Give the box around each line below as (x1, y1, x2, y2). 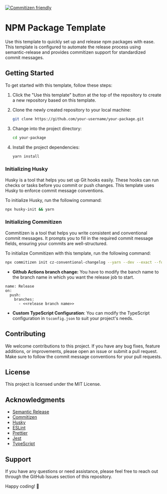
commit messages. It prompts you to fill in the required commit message (5, 235, 153, 241)
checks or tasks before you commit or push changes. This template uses (5, 182, 155, 188)
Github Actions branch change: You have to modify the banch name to (12, 269, 159, 275)
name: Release (5, 284, 35, 289)
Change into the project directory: (12, 125, 82, 132)
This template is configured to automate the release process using (5, 44, 141, 50)
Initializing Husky (5, 165, 48, 172)
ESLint (12, 425, 26, 431)
